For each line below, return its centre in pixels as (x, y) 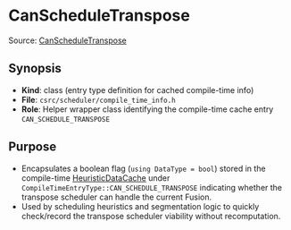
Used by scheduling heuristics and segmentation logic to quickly (140, 206)
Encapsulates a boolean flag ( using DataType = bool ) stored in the (143, 168)
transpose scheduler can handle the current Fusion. (116, 197)
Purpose (33, 147)
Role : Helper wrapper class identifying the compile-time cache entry (147, 109)
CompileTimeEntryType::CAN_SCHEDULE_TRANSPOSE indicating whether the (152, 187)
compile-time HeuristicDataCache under (96, 178)
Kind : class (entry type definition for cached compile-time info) (137, 89)
